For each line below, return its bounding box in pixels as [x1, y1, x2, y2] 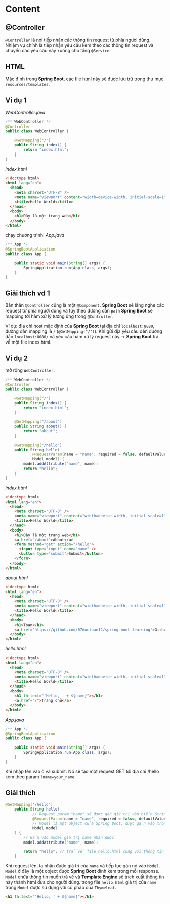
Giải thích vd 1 [5, 289, 50, 297]
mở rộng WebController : [5, 367, 55, 373]
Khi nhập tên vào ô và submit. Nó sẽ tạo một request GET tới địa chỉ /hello [5, 768, 159, 774]
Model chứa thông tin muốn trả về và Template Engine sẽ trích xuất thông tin [5, 874, 164, 880]
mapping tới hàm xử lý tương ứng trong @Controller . [5, 313, 114, 319]
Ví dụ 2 [5, 354, 28, 362]
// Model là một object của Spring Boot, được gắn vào [32, 821, 155, 826]
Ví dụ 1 [5, 96, 27, 105]
